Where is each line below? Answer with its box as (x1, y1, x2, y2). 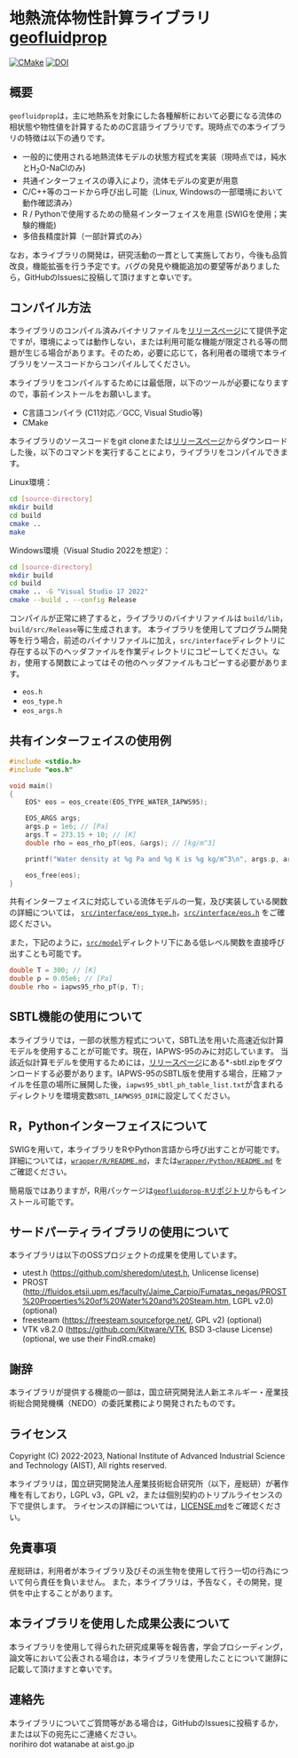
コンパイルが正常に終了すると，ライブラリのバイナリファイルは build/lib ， (9, 613, 288, 624)
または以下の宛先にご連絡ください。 (9, 1729, 142, 1739)
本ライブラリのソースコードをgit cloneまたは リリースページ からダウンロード (9, 436, 288, 447)
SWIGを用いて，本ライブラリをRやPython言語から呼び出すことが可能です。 (9, 1143, 285, 1155)
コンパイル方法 (9, 299, 91, 315)
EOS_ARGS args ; (25, 814, 82, 823)
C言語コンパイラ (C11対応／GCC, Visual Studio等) (21, 408, 203, 418)
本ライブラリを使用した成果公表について (9, 1616, 231, 1631)
